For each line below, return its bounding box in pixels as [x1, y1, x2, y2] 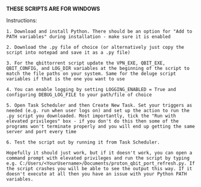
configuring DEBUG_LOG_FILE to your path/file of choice [6, 92, 152, 98]
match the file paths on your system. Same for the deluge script [6, 71, 176, 77]
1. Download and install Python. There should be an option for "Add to [6, 28, 193, 34]
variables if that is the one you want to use [6, 76, 125, 82]
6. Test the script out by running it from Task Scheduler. [6, 139, 161, 145]
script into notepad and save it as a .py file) [6, 49, 131, 55]
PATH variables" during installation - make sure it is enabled [6, 34, 171, 40]
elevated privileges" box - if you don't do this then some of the [6, 118, 179, 124]
